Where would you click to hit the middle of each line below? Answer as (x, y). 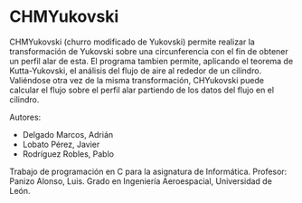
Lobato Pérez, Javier (61, 144)
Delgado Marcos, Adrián (68, 134)
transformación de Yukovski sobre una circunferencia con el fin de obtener (149, 51)
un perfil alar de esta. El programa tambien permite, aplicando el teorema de (151, 61)
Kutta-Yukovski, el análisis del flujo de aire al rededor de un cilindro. (136, 71)
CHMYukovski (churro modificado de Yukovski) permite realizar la (132, 42)
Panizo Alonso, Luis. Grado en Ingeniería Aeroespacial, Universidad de (141, 181)
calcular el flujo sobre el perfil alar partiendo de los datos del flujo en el (142, 90)
